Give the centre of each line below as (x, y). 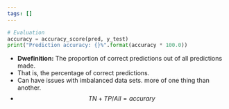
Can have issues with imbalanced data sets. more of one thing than (113, 81)
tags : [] (20, 13)
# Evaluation (26, 32)
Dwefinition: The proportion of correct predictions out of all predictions (120, 59)
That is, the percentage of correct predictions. (83, 73)
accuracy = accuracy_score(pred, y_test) (68, 39)
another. (29, 88)
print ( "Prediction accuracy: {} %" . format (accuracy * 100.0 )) (97, 46)
